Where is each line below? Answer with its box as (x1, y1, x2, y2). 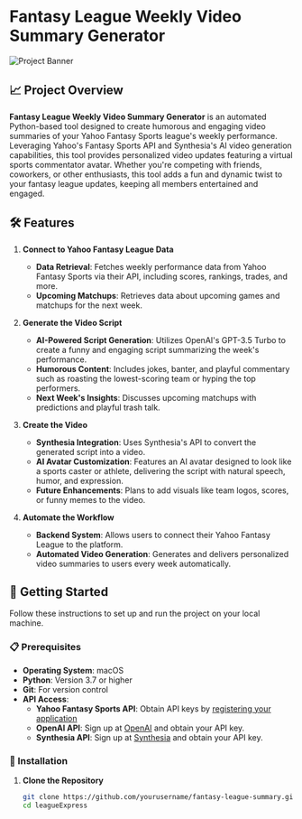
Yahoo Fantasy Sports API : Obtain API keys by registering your (35, 703, 272, 714)
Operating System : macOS (22, 665, 124, 675)
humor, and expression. (35, 475, 124, 486)
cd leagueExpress (22, 801, 88, 810)
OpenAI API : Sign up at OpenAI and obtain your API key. (35, 722, 245, 733)
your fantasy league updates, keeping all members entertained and (9, 178, 259, 189)
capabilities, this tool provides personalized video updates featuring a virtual (9, 149, 293, 160)
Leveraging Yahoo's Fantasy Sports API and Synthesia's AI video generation (9, 140, 293, 151)
